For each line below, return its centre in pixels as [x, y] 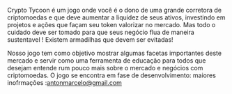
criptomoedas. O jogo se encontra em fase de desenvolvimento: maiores [111, 75]
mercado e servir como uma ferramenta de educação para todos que [107, 61]
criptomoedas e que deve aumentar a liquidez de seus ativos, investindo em [116, 17]
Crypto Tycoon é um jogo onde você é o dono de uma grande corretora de [114, 10]
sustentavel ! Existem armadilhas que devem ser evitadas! [90, 40]
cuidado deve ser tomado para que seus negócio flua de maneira [101, 32]
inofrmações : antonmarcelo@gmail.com [64, 83]
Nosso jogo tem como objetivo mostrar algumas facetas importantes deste [114, 53]
